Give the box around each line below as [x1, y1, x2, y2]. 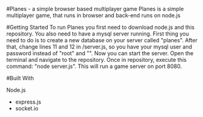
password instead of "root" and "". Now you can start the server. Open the [6, 50, 194, 57]
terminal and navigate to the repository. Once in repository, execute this [6, 56, 187, 63]
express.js [15, 98, 42, 105]
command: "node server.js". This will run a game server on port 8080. [6, 62, 182, 70]
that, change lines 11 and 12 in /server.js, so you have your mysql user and [6, 43, 193, 50]
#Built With [6, 75, 34, 81]
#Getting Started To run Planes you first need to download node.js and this [6, 24, 194, 31]
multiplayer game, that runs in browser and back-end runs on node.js [6, 12, 181, 19]
